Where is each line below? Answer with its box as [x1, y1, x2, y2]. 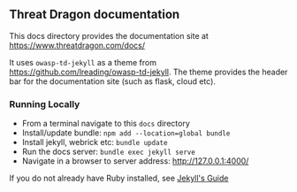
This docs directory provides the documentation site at [9, 30, 209, 41]
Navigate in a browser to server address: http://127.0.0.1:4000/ [21, 156, 249, 166]
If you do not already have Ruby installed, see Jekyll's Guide [9, 173, 229, 184]
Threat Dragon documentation [9, 7, 180, 22]
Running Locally [9, 97, 80, 110]
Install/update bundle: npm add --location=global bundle [21, 127, 231, 138]
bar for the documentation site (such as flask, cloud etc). [9, 75, 217, 87]
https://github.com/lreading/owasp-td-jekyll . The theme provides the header [9, 66, 288, 77]
